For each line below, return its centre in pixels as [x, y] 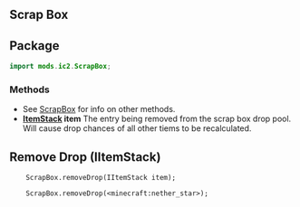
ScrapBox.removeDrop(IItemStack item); [101, 178]
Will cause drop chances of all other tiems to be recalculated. [137, 128]
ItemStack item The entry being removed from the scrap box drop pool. [157, 119]
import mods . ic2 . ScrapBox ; [60, 67]
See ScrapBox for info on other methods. [99, 109]
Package [35, 46]
